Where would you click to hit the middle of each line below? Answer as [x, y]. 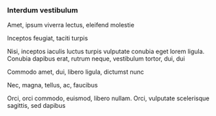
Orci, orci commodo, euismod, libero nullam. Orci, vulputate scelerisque [108, 98]
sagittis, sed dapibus [36, 106]
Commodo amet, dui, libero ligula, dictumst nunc [76, 72]
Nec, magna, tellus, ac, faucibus [52, 85]
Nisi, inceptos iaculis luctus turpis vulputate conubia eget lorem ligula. [106, 52]
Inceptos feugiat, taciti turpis [48, 38]
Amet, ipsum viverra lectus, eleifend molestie [71, 25]
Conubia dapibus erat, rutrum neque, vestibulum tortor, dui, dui [96, 59]
